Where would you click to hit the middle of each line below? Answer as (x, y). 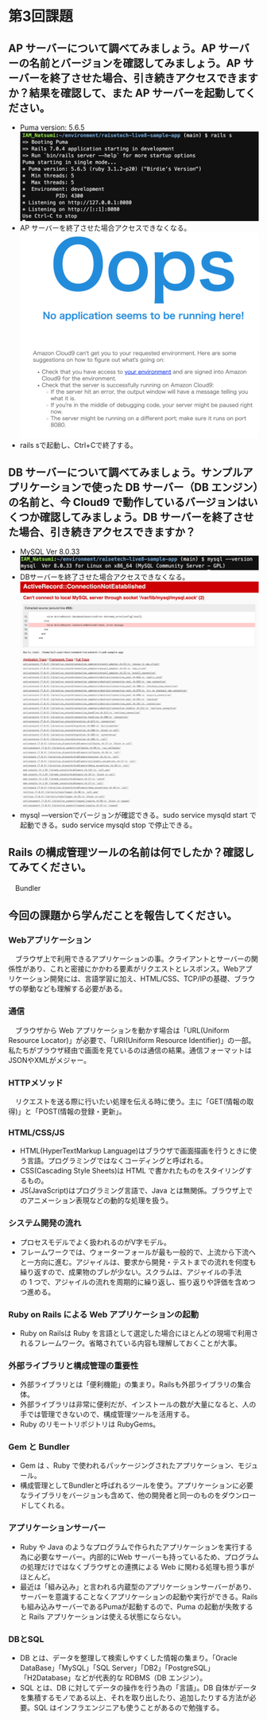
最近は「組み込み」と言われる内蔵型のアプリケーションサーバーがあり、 (138, 1586)
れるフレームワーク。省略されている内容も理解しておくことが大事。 (130, 1343)
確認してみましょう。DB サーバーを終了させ (147, 518)
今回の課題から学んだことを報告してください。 (123, 916)
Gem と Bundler (39, 1447)
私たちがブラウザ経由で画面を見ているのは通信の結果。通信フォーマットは (130, 1050)
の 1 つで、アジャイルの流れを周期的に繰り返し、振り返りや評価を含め (134, 1282)
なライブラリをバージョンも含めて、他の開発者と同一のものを (120, 1496)
